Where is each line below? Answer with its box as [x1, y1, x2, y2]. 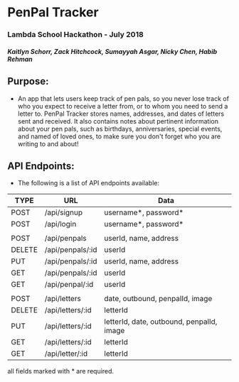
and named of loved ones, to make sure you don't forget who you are [17, 132, 221, 141]
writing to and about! [17, 139, 79, 148]
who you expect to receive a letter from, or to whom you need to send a [17, 102, 228, 110]
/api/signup [44, 207, 83, 217]
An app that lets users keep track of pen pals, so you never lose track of [17, 94, 230, 103]
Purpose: [7, 75, 49, 87]
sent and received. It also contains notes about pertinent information [17, 116, 219, 125]
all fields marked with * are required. [7, 367, 115, 376]
